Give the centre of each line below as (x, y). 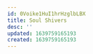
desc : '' (20, 27)
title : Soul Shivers (37, 20)
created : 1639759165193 (42, 40)
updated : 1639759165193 (42, 33)
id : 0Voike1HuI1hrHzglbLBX (46, 14)
